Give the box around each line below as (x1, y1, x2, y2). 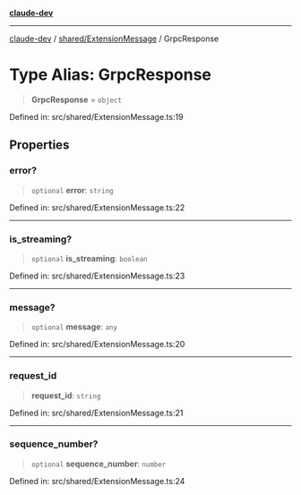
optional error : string (30, 184, 114, 195)
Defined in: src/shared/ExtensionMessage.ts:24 (9, 475, 185, 486)
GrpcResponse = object (30, 94, 123, 105)
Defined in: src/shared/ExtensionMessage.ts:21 (9, 407, 184, 418)
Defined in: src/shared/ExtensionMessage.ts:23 (9, 270, 185, 281)
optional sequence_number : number (30, 458, 167, 469)
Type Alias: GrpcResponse (9, 64, 212, 85)
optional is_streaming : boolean (30, 252, 148, 263)
